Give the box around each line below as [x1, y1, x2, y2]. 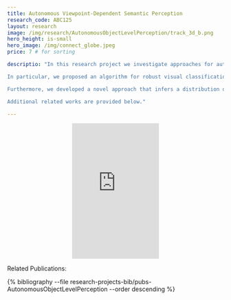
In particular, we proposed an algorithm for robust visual [7, 73, 184, 80]
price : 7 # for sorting [7, 49, 76, 56]
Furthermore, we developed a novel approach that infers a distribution [7, 85, 220, 93]
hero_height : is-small [7, 36, 72, 43]
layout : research [7, 23, 57, 30]
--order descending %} [109, 285, 175, 293]
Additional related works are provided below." [7, 98, 146, 105]
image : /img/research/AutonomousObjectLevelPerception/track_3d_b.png [7, 29, 214, 36]
